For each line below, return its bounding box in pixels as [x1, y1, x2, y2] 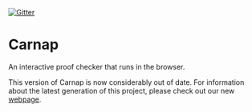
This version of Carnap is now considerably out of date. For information [8, 77, 245, 87]
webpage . [8, 94, 42, 104]
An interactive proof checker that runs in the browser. [8, 62, 185, 71]
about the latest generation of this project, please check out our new [8, 86, 235, 95]
